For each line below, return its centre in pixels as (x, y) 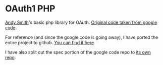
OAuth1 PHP (30, 9)
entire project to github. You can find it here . (50, 42)
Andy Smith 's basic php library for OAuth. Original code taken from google (81, 22)
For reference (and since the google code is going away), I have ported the (82, 37)
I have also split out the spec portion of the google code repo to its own (78, 52)
